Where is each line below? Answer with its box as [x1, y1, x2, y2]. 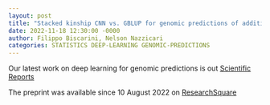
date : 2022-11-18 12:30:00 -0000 [8, 26, 121, 34]
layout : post [8, 11, 52, 20]
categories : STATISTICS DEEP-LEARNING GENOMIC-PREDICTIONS [8, 42, 211, 50]
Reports [8, 72, 35, 82]
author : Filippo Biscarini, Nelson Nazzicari [8, 34, 163, 42]
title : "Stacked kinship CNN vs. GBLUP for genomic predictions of [8, 19, 239, 27]
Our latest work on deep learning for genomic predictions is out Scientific [8, 63, 252, 73]
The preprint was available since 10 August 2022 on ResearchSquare [8, 87, 237, 97]
